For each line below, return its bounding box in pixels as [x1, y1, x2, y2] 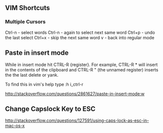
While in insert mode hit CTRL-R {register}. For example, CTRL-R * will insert [5, 62, 158, 67]
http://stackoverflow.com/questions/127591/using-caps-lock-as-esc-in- [5, 117, 149, 123]
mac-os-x [5, 123, 25, 129]
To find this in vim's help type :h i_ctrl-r [5, 81, 84, 87]
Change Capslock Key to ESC [5, 104, 96, 113]
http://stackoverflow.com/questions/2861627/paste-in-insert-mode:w [5, 91, 145, 97]
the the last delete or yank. [5, 72, 59, 78]
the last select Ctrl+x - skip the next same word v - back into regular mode [5, 34, 155, 40]
